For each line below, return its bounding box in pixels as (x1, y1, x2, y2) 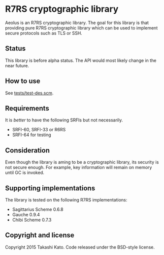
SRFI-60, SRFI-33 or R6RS (12, 127, 66, 133)
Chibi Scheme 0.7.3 (12, 217, 52, 223)
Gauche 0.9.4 (12, 212, 40, 217)
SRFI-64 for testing (12, 132, 52, 138)
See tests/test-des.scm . (5, 90, 54, 96)
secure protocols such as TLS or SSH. (5, 30, 82, 36)
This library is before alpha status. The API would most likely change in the (5, 57, 157, 63)
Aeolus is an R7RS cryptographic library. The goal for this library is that (5, 20, 149, 26)
